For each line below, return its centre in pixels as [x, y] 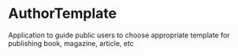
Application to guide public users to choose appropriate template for [119, 35]
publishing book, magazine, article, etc [71, 43]
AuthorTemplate [62, 14]
